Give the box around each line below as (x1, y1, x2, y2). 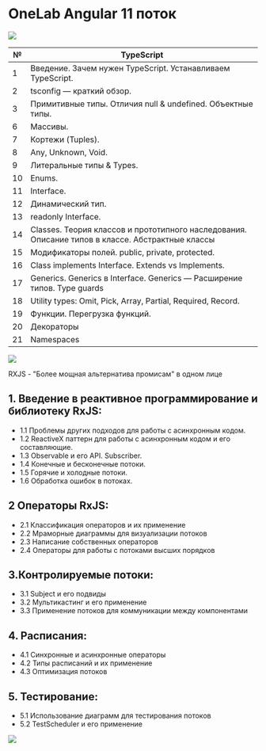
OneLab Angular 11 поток (8, 5, 177, 23)
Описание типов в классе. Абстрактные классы (30, 234, 215, 245)
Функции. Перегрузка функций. (30, 308, 152, 319)
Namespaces (30, 334, 80, 345)
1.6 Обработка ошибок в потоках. (19, 476, 133, 486)
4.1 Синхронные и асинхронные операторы (19, 650, 166, 660)
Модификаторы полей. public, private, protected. (30, 246, 215, 257)
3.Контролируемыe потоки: (8, 568, 154, 581)
